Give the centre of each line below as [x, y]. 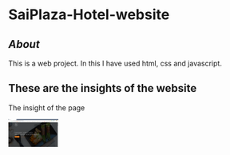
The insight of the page [47, 107]
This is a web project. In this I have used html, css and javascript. [115, 63]
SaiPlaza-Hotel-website [89, 15]
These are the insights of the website [103, 88]
